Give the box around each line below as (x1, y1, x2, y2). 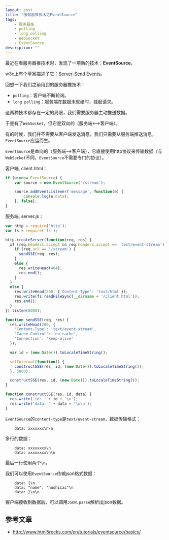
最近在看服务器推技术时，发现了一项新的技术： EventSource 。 (5, 59, 136, 66)
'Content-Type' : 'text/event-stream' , (14, 327, 96, 332)
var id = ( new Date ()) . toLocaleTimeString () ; (10, 350, 108, 355)
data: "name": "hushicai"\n (14, 485, 74, 490)
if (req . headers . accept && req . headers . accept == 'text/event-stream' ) (10, 242, 165, 247)
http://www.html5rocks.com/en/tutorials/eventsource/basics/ (12, 529, 141, 535)
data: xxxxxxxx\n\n (14, 450, 56, 455)
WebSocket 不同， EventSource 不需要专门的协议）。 (5, 154, 107, 161)
